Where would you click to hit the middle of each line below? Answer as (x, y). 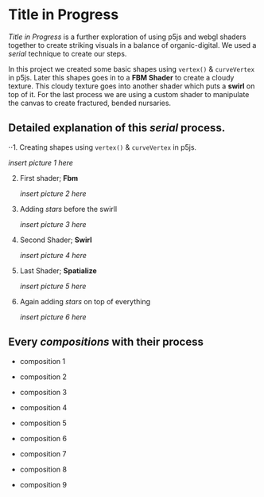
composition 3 (43, 392)
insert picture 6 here (53, 317)
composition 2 (43, 377)
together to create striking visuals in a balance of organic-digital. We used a (132, 45)
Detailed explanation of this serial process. (117, 128)
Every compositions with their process (106, 342)
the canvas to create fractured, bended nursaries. (90, 103)
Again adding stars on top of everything (85, 301)
